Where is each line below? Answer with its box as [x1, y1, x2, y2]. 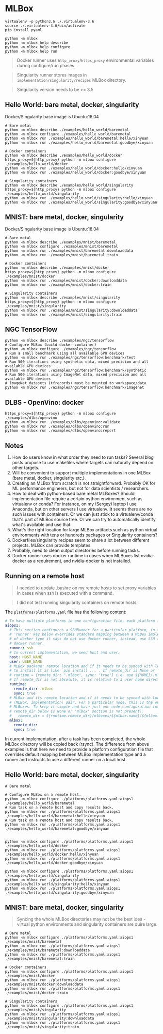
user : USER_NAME [9, 659, 42, 664]
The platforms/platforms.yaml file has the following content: [5, 609, 127, 615]
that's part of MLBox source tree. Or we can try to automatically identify [12, 517, 156, 522]
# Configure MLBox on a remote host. [5, 792, 81, 797]
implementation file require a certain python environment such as [12, 496, 143, 502]
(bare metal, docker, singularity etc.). [12, 475, 86, 481]
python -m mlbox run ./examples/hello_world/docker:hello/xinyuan [5, 166, 142, 170]
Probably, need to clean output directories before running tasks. [12, 547, 140, 553]
